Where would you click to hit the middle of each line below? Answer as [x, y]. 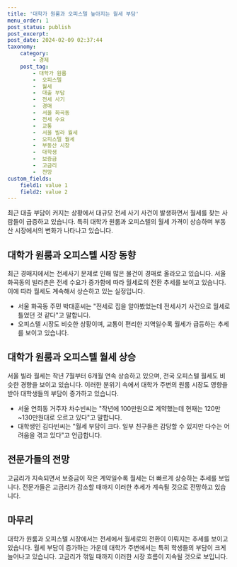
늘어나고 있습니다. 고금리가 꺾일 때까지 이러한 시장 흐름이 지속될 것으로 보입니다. [118, 556]
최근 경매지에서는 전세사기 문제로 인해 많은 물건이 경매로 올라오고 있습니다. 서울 [117, 274]
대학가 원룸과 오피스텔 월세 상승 [72, 358]
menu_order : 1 [28, 21]
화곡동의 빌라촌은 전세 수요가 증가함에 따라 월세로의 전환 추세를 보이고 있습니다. [117, 282]
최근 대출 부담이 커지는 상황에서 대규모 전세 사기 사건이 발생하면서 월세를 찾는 [114, 213]
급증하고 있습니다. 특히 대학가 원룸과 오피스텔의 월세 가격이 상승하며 [120, 222]
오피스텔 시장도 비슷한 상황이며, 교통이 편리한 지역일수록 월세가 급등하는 [117, 324]
